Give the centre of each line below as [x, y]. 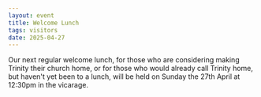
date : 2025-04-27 [37, 37]
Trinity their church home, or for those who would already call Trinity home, [131, 69]
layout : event [32, 15]
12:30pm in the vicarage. [48, 85]
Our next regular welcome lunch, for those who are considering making [124, 60]
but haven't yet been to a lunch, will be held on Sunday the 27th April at [124, 76]
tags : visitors [33, 30]
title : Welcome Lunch [44, 23]
